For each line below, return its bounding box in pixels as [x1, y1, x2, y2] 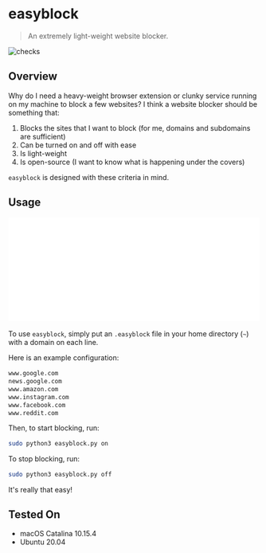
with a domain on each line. [8, 337, 99, 347]
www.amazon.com [8, 385, 59, 393]
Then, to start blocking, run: [8, 423, 100, 433]
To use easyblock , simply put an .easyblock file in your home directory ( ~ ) [8, 328, 249, 339]
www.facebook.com [8, 401, 66, 409]
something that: [8, 108, 60, 117]
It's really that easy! [8, 484, 73, 494]
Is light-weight [19, 148, 68, 158]
